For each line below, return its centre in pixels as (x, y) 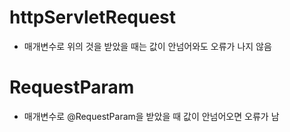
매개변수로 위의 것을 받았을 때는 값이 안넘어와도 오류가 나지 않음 (147, 46)
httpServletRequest (93, 17)
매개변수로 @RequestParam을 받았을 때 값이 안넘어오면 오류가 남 (151, 116)
